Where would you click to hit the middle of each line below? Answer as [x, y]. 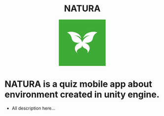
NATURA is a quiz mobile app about [78, 84]
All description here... [33, 108]
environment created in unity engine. [82, 95]
